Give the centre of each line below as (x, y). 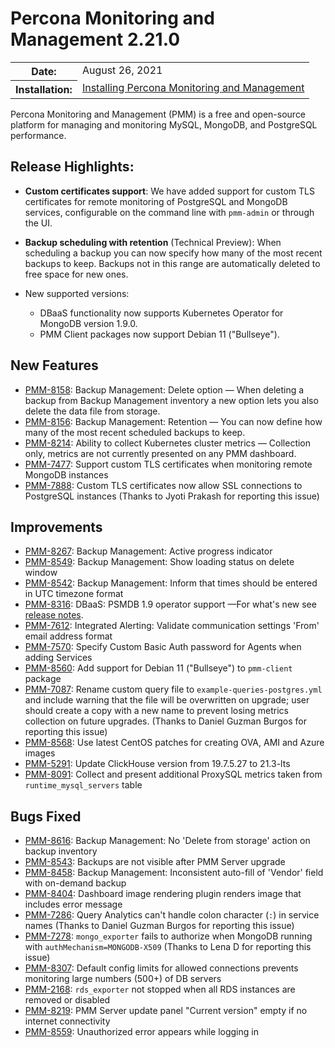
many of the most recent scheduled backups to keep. (135, 432)
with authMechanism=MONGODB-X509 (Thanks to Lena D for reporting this (168, 947)
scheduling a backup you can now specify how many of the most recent (173, 253)
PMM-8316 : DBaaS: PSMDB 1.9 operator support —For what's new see (170, 604)
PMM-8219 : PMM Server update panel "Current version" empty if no (166, 1011)
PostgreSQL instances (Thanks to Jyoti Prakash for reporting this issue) (172, 496)
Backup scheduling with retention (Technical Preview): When (153, 242)
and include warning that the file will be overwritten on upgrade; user (167, 700)
